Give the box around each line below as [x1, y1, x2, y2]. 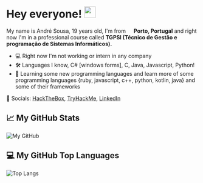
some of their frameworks [15, 82, 80, 90]
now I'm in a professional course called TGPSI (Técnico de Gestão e [6, 33, 177, 41]
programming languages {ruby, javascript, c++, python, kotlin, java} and [15, 76, 196, 84]
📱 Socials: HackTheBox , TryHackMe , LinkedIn [6, 95, 121, 102]
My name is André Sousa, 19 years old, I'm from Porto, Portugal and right [6, 27, 197, 35]
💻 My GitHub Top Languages [6, 150, 120, 161]
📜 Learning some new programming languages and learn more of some [15, 70, 194, 77]
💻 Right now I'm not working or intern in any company [15, 52, 152, 59]
